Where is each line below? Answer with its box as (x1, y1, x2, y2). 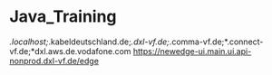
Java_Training (9, 6, 117, 27)
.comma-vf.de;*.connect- (169, 36, 264, 47)
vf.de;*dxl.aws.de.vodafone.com (9, 45, 131, 56)
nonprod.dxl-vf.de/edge (9, 55, 100, 66)
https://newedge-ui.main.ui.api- (132, 45, 252, 56)
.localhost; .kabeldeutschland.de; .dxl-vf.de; (9, 36, 170, 47)
